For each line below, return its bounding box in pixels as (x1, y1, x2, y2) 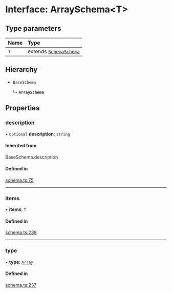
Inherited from (5, 143, 37, 149)
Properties (5, 104, 40, 112)
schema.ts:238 (5, 229, 37, 236)
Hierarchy (5, 65, 38, 74)
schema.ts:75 (5, 177, 34, 183)
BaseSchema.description (5, 154, 58, 160)
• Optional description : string (5, 131, 70, 137)
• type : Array (5, 259, 33, 265)
